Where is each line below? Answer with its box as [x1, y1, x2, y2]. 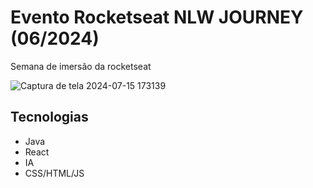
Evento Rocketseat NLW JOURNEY [10, 6, 304, 29]
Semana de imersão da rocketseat [10, 60, 152, 72]
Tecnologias [10, 109, 89, 126]
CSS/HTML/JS [24, 167, 85, 179]
